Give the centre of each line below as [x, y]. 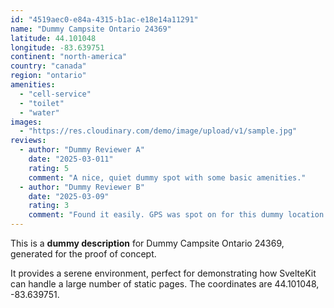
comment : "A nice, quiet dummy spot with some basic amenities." [167, 177]
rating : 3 [49, 206]
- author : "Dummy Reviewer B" [82, 187]
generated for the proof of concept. [83, 254]
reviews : [28, 141]
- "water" [39, 112]
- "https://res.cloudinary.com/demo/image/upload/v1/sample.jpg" [158, 131]
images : [26, 122]
